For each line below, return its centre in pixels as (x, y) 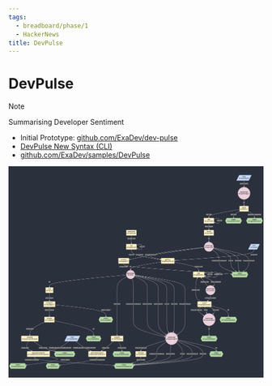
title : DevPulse (36, 43)
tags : (17, 17)
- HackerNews (38, 34)
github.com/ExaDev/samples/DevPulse (85, 155)
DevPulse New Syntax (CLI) (66, 147)
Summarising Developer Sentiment (66, 122)
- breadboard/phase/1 (52, 26)
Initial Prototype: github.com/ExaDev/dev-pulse (99, 138)
